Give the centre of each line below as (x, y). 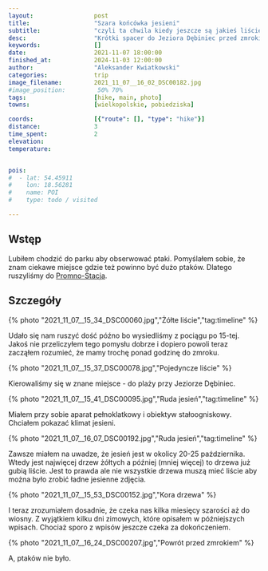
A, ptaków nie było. (40, 558)
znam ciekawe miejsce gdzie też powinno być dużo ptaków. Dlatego (120, 267)
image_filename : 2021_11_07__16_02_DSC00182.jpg (105, 82)
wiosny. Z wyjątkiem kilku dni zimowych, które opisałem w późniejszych (126, 518)
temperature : (30, 149)
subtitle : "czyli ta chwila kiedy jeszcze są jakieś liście (135, 30)
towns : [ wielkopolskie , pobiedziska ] (101, 105)
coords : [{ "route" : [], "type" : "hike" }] (106, 119)
